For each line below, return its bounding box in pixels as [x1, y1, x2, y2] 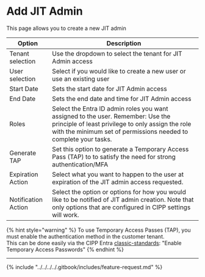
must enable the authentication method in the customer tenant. [6, 232, 165, 240]
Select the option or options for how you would [51, 188, 186, 196]
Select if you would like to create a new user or [51, 67, 186, 75]
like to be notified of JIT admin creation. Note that [51, 195, 194, 204]
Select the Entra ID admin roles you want [51, 104, 168, 113]
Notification [9, 195, 43, 204]
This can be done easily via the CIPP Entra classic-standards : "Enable [6, 239, 182, 246]
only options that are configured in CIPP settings [51, 203, 191, 212]
